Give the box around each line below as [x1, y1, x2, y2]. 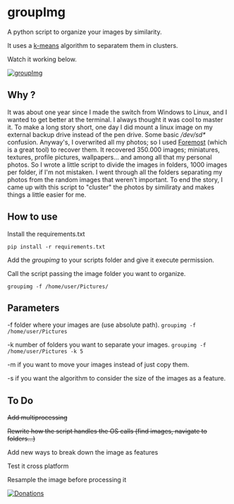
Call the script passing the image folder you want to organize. [7, 269, 186, 277]
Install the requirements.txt [7, 229, 85, 238]
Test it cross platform [7, 462, 69, 470]
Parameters [7, 301, 60, 314]
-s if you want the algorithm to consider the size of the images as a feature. [7, 374, 226, 383]
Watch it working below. [7, 54, 78, 64]
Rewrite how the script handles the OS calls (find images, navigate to [7, 427, 208, 436]
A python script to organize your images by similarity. [7, 28, 162, 36]
